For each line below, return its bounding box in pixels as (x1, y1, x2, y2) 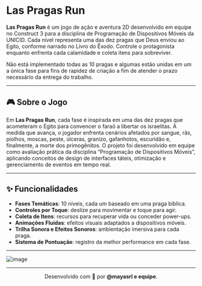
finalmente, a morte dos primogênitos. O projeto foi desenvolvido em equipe (6, 142, 195, 149)
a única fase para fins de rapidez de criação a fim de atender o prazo (6, 67, 178, 74)
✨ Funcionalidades (6, 184, 78, 194)
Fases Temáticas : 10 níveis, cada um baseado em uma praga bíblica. (14, 199, 186, 207)
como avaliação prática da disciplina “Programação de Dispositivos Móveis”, (6, 148, 195, 155)
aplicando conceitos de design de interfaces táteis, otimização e (6, 154, 167, 162)
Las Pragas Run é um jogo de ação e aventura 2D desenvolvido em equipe (6, 23, 192, 31)
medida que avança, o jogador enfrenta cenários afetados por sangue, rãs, (6, 129, 192, 136)
